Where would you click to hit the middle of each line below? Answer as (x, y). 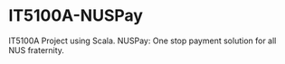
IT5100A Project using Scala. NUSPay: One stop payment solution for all (142, 41)
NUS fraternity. (37, 50)
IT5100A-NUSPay (76, 16)
